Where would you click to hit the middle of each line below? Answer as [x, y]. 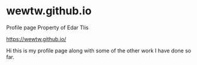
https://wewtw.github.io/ [36, 39]
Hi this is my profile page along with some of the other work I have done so [99, 50]
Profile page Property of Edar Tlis [47, 27]
